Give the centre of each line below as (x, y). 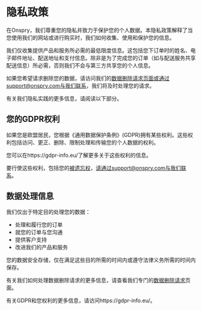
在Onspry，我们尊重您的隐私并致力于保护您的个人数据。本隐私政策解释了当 (100, 30)
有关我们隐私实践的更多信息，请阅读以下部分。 (64, 98)
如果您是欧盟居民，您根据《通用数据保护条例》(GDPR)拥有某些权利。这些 (97, 135)
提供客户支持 (31, 239)
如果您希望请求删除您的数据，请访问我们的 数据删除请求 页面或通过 (88, 78)
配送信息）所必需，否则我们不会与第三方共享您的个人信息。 (80, 65)
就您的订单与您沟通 (39, 232)
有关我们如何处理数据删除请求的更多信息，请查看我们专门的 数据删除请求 (96, 280)
